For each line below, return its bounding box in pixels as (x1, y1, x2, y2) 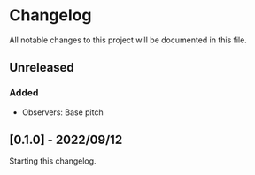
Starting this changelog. (9, 156, 97, 166)
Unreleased (9, 60, 75, 75)
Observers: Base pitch (21, 107, 104, 118)
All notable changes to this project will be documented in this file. (9, 34, 248, 45)
